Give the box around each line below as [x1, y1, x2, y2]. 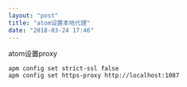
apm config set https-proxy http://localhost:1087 [8, 72, 180, 80]
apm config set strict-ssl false [8, 65, 119, 73]
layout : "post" [8, 11, 59, 20]
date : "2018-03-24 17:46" [8, 26, 94, 34]
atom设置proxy [8, 49, 58, 59]
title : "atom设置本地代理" [8, 19, 91, 27]
